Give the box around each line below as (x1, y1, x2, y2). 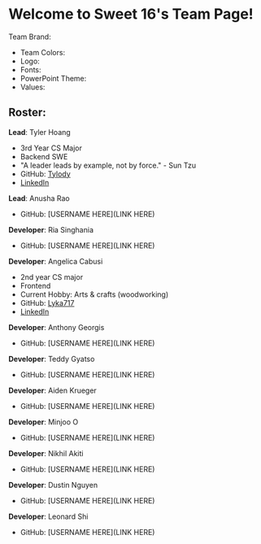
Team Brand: (8, 32, 51, 41)
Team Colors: (20, 47, 66, 57)
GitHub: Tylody (20, 168, 71, 179)
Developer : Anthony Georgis (8, 322, 105, 332)
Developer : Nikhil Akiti (8, 448, 84, 458)
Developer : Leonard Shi (8, 511, 89, 521)
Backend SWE (20, 151, 68, 161)
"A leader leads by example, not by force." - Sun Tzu (20, 160, 197, 170)
